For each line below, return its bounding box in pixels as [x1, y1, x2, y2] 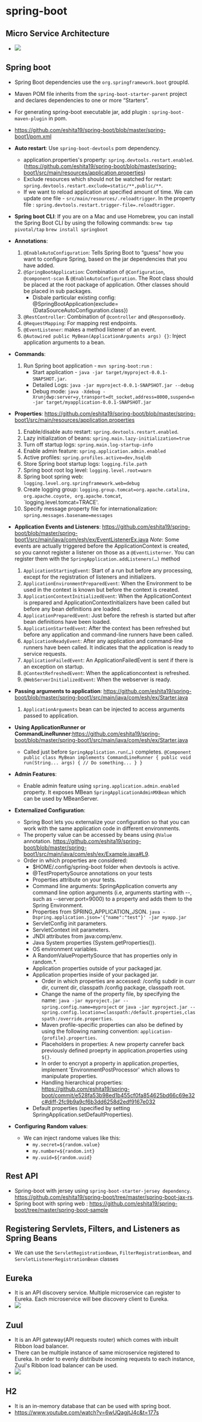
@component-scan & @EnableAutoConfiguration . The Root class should [23, 275, 194, 282]
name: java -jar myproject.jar [41, 997, 121, 1004]
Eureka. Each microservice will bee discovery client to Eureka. [14, 1295, 169, 1303]
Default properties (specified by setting [32, 1104, 130, 1111]
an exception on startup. [23, 662, 84, 670]
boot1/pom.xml [14, 133, 52, 140]
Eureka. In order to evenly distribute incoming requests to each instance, [14, 1356, 195, 1363]
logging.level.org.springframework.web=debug [23, 480, 140, 486]
